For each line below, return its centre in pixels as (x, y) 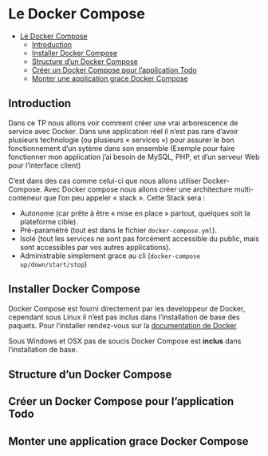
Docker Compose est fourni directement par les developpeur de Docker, (127, 308)
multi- (244, 189)
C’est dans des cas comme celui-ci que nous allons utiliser (105, 180)
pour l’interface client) (45, 165)
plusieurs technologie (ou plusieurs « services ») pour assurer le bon (121, 140)
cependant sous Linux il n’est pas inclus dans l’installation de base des (124, 317)
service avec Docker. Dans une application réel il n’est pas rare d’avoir (123, 131)
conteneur (25, 197)
